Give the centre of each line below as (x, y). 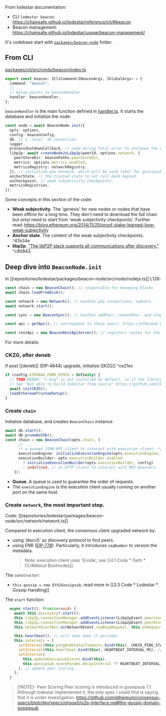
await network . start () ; (30, 306)
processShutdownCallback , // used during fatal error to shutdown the (84, 149)
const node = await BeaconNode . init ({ (45, 126)
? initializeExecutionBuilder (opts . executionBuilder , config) (88, 463)
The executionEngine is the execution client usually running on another (84, 487)
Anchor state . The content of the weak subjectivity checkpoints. (78, 235)
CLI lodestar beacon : (34, 17)
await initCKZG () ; (29, 389)
